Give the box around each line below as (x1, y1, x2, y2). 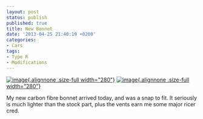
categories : (6, 37, 36, 43)
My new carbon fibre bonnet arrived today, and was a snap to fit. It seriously (6, 94, 198, 101)
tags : (6, 48, 20, 54)
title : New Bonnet (6, 25, 53, 32)
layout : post (6, 8, 39, 15)
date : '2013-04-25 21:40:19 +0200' (6, 31, 96, 37)
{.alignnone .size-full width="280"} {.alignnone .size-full (27, 76, 190, 83)
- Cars (6, 43, 23, 49)
